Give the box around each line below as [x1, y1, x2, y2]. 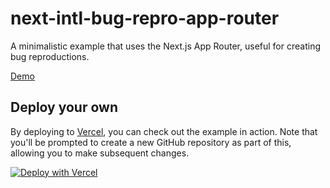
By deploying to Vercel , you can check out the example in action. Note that [10, 125, 318, 137]
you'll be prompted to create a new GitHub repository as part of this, [10, 136, 292, 148]
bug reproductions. [10, 50, 90, 62]
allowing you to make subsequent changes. [10, 147, 190, 159]
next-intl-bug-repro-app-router [10, 7, 280, 30]
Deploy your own [10, 99, 118, 116]
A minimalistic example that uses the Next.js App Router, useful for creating [10, 40, 321, 52]
